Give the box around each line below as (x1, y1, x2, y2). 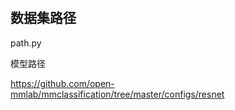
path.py (10, 37, 42, 49)
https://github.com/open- (10, 77, 115, 89)
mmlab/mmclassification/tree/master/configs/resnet (10, 88, 225, 100)
